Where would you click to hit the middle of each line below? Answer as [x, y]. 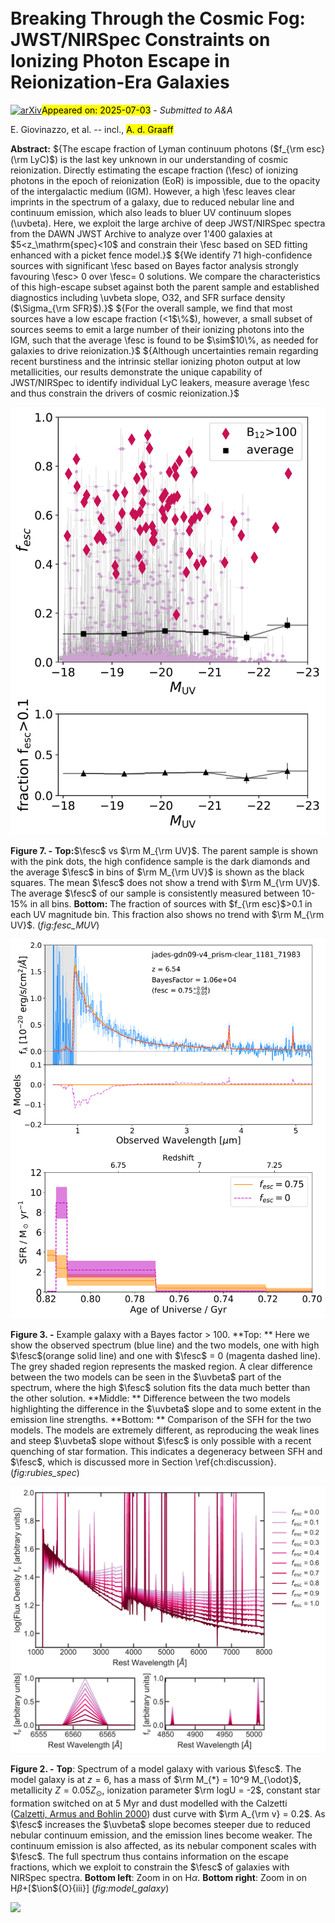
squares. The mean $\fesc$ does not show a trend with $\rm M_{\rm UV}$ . [165, 882]
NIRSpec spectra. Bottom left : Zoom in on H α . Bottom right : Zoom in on [158, 1878]
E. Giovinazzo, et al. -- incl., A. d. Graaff [92, 129]
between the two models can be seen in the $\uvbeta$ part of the [146, 1377]
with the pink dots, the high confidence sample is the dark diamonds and [160, 861]
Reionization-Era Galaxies [120, 82]
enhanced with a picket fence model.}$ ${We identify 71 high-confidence [161, 255]
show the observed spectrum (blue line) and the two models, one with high [165, 1345]
